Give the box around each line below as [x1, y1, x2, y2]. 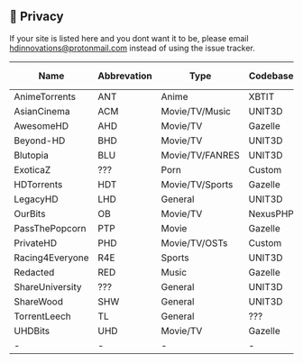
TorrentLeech [14, 310, 72, 322]
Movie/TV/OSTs [161, 236, 228, 249]
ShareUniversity [14, 280, 82, 293]
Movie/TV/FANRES [161, 149, 241, 161]
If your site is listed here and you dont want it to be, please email [9, 32, 250, 43]
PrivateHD [14, 236, 58, 249]
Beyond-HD [14, 134, 66, 147]
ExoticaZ [14, 163, 51, 176]
